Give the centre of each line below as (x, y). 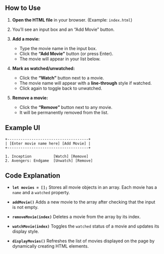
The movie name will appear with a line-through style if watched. (85, 83)
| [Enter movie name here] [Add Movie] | (48, 143)
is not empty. (25, 207)
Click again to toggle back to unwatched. (61, 88)
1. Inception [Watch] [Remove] (47, 156)
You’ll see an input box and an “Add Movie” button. (63, 29)
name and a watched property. (41, 193)
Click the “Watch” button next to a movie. (62, 77)
